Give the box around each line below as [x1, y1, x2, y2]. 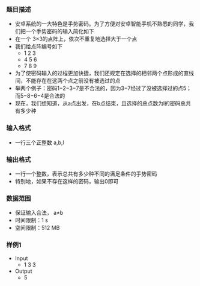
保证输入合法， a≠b [14, 209, 64, 217]
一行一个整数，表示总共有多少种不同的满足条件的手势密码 [14, 170, 157, 177]
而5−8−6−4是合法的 [14, 92, 65, 100]
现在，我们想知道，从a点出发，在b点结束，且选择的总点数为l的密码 [14, 100, 181, 107]
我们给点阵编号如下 [14, 43, 63, 50]
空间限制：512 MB [14, 224, 60, 232]
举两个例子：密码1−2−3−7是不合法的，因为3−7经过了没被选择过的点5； [14, 84, 192, 92]
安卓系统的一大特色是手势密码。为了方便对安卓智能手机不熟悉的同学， [14, 20, 189, 28]
